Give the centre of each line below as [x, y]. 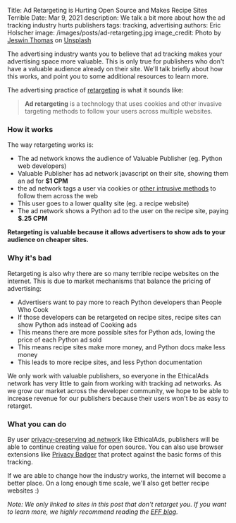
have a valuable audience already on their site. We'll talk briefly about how [115, 69]
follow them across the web [58, 196]
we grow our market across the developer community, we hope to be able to [118, 390]
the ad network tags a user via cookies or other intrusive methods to [117, 188]
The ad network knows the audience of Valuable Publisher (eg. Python [120, 159]
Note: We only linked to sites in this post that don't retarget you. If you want [117, 504]
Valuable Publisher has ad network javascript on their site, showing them [123, 174]
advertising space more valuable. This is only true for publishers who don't [116, 61]
